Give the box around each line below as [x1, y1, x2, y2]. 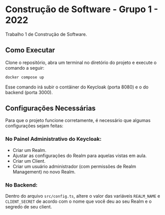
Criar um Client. [12, 158, 46, 164]
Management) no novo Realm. [12, 169, 76, 175]
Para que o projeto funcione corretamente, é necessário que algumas [5, 117, 151, 124]
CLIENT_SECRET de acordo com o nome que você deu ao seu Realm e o [5, 198, 152, 204]
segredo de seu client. [5, 204, 52, 210]
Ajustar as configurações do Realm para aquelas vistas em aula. [12, 152, 147, 159]
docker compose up [5, 75, 44, 80]
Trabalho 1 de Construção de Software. [5, 31, 87, 37]
